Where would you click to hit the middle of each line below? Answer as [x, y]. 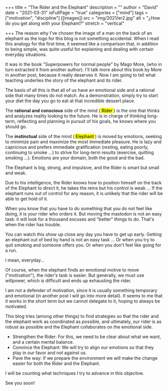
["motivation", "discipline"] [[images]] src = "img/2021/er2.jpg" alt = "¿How [83, 18]
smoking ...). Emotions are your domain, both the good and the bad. [75, 158]
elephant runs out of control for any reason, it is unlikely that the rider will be [84, 193]
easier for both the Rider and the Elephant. [56, 363]
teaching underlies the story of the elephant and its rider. [64, 80]
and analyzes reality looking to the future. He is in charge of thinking [76, 116]
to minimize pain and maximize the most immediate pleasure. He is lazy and [83, 142]
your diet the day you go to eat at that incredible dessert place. [70, 101]
